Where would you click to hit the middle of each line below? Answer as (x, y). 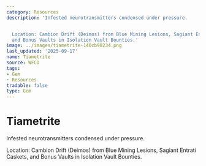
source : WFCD (23, 62)
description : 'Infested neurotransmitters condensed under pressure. (97, 18)
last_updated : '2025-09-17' (42, 51)
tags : (13, 68)
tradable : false (27, 85)
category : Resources (33, 12)
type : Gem (19, 91)
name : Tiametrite (29, 57)
